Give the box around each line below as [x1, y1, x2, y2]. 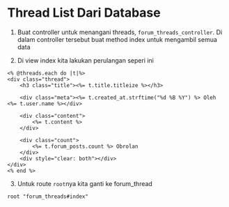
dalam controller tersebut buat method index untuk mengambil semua [17, 35, 218, 43]
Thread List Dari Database [7, 5, 161, 21]
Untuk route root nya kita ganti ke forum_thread [17, 179, 153, 187]
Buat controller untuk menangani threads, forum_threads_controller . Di [17, 28, 223, 36]
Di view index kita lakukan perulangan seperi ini [17, 56, 155, 64]
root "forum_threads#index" [7, 193, 89, 200]
